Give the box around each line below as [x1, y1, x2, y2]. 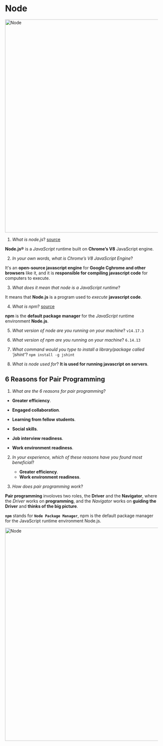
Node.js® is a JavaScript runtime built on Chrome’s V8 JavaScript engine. [5, 246, 154, 251]
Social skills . [12, 426, 38, 432]
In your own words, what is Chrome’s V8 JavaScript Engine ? [12, 255, 133, 261]
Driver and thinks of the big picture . [5, 503, 79, 509]
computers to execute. [5, 275, 50, 281]
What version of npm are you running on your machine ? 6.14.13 [12, 337, 141, 343]
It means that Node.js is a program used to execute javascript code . [5, 294, 142, 300]
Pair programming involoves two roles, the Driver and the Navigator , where [5, 493, 158, 498]
